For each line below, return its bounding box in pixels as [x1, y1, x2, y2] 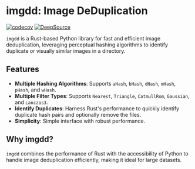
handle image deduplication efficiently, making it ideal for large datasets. [6, 156, 182, 163]
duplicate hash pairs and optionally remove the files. [14, 111, 142, 118]
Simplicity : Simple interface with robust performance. [14, 117, 146, 124]
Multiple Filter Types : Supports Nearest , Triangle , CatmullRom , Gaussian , [14, 92, 190, 99]
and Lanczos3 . [14, 99, 48, 106]
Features [6, 65, 39, 75]
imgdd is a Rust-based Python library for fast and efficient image [6, 35, 161, 42]
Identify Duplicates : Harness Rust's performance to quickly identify [14, 104, 180, 112]
